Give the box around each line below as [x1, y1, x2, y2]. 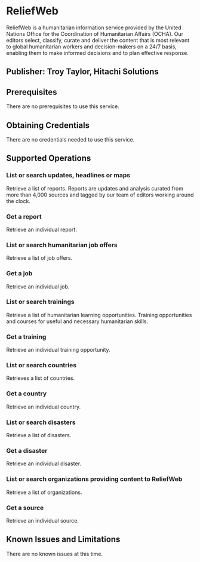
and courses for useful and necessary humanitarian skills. [6, 318, 149, 325]
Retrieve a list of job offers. [6, 254, 73, 262]
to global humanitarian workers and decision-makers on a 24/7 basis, [6, 43, 177, 50]
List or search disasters [6, 418, 76, 426]
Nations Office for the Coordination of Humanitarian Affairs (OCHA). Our [6, 30, 184, 37]
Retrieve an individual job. [6, 282, 70, 290]
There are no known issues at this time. [6, 550, 103, 557]
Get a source [6, 503, 44, 512]
